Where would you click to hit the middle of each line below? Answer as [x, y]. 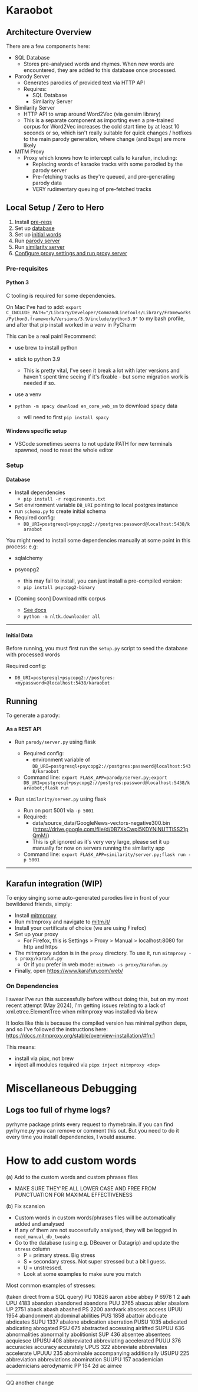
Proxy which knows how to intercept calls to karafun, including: [100, 158]
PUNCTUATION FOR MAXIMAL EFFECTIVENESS [73, 1194]
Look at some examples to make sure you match [82, 1273]
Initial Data [20, 635]
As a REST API [24, 729]
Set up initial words [38, 234]
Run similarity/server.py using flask [60, 799]
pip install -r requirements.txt [65, 499]
